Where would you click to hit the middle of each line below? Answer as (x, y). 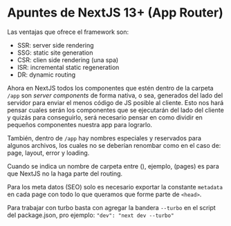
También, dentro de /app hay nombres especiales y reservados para (104, 138)
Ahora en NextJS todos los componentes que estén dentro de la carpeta (110, 88)
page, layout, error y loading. (48, 153)
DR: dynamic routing (46, 75)
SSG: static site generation (55, 53)
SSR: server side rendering (56, 45)
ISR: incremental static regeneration (68, 67)
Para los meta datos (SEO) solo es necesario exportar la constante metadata (115, 187)
